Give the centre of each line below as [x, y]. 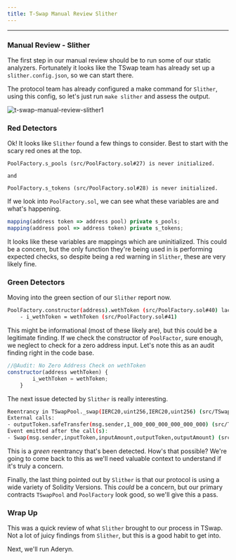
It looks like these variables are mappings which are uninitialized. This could [117, 241]
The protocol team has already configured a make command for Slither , [112, 89]
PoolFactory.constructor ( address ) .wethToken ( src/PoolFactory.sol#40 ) [113, 311]
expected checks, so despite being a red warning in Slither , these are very [117, 256]
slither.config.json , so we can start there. [71, 75]
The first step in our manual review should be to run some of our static [109, 60]
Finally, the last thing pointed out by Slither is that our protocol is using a [113, 479]
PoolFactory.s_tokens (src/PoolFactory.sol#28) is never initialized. [113, 188]
